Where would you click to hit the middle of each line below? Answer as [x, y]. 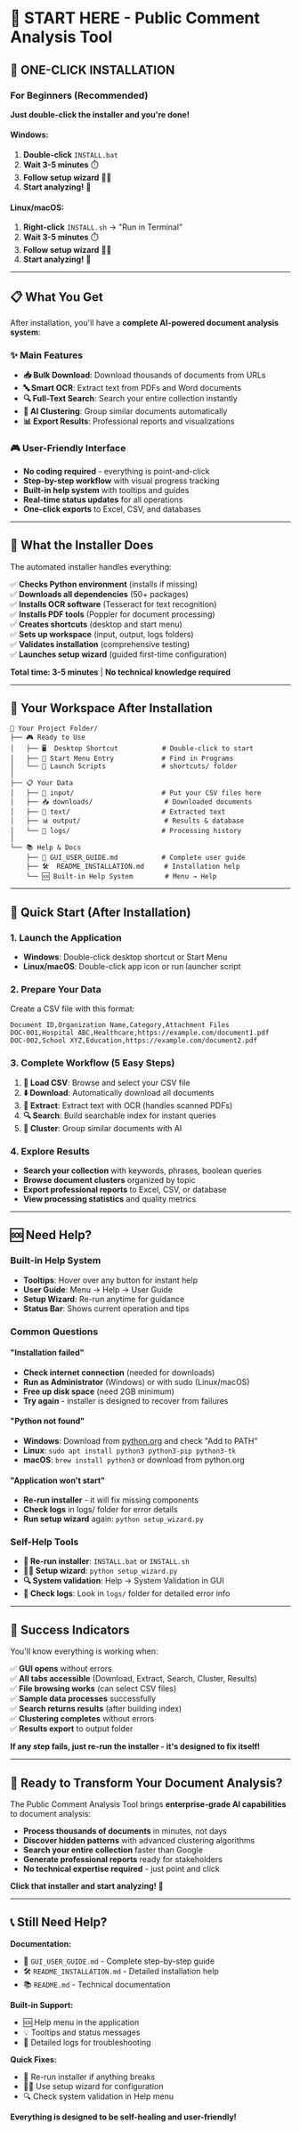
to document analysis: [51, 1814]
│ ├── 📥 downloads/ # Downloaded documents [131, 802]
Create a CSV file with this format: [73, 1009]
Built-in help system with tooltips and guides [106, 490]
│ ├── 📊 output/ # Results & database [127, 821]
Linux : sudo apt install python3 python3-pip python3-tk [130, 1450]
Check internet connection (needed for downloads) [119, 1372]
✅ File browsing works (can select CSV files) [93, 1689]
